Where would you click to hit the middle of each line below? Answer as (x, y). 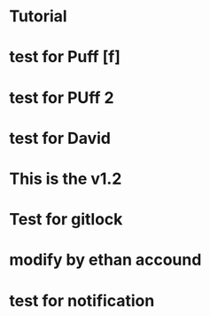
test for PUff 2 (62, 97)
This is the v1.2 (66, 178)
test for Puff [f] (65, 57)
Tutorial (39, 16)
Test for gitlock (66, 220)
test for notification (82, 300)
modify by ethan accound (105, 260)
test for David (60, 138)
